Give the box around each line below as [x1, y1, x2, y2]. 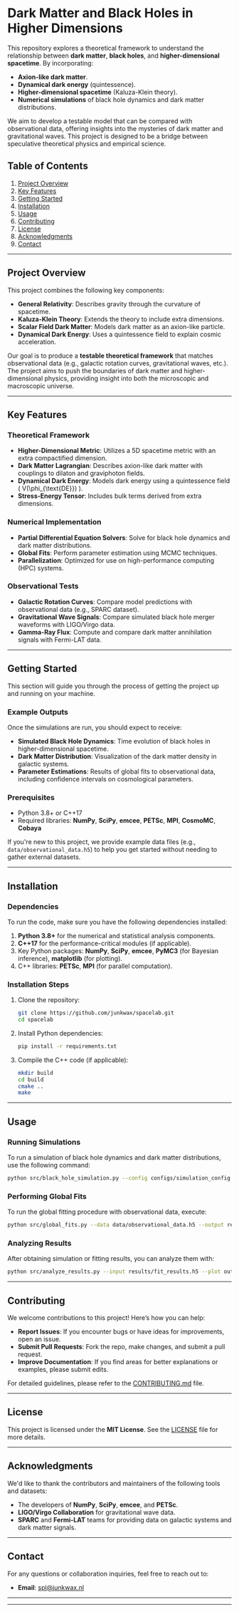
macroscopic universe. [7, 381, 75, 390]
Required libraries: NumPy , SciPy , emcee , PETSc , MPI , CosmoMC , [17, 816, 216, 825]
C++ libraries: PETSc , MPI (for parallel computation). [17, 962, 173, 970]
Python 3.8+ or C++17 [17, 808, 83, 817]
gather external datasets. [7, 853, 81, 861]
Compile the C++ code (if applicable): [17, 1056, 129, 1064]
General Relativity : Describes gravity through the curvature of [17, 299, 201, 308]
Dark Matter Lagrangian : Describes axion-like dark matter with [17, 462, 203, 470]
